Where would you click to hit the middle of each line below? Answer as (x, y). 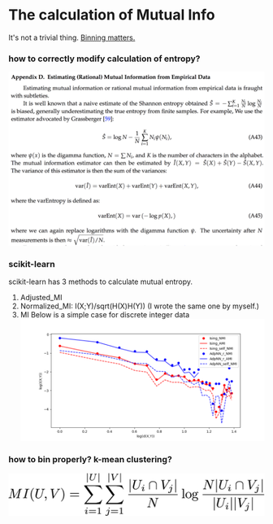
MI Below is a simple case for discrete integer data (105, 315)
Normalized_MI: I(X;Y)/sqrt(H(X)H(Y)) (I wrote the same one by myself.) (140, 306)
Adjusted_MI (41, 298)
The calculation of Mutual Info (112, 15)
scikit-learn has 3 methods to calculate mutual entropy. (101, 282)
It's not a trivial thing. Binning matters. (72, 37)
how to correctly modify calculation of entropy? (104, 59)
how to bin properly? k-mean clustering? (90, 460)
